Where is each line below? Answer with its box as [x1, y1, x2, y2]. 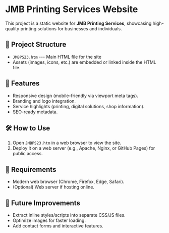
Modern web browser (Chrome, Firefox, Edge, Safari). [12, 178, 125, 185]
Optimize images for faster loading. [12, 217, 86, 223]
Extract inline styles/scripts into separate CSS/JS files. [12, 212, 126, 218]
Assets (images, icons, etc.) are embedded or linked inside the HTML [12, 59, 156, 65]
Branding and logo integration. [12, 98, 76, 104]
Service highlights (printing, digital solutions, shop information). [12, 103, 145, 109]
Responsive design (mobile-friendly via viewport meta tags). [12, 92, 139, 99]
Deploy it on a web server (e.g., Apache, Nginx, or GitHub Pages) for [12, 145, 155, 151]
